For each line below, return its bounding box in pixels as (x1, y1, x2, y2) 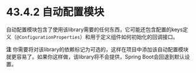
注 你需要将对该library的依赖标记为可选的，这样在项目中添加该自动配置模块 (6, 45, 189, 53)
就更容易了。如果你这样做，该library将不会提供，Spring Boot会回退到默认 (6, 53, 185, 60)
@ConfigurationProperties (17, 34, 80, 40)
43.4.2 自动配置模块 (6, 5, 104, 19)
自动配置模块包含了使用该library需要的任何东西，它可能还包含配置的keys (6, 26, 183, 33)
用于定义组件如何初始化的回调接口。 (90, 33, 178, 40)
